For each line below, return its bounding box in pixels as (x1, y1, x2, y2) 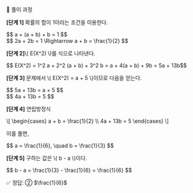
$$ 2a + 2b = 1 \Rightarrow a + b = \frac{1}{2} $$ (6, 38, 129, 44)
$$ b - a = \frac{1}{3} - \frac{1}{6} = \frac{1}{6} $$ (6, 166, 132, 174)
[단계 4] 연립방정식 (6, 105, 51, 113)
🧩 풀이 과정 (6, 6, 33, 13)
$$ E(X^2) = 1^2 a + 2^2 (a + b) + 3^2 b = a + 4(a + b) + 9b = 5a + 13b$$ (6, 62, 188, 69)
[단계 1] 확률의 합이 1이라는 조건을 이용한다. (6, 19, 108, 26)
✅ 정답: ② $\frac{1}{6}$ (6, 179, 68, 186)
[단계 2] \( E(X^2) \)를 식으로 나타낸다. (6, 50, 96, 57)
